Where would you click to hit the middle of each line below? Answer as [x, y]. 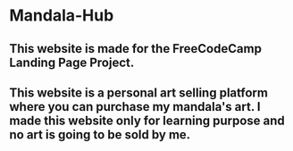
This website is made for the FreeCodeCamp [135, 49]
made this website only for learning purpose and [147, 120]
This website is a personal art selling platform [138, 92]
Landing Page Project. [72, 62]
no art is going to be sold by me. [100, 134]
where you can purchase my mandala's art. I [135, 107]
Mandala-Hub [62, 16]
